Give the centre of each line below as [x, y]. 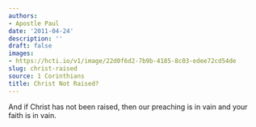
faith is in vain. [32, 115]
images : [21, 53]
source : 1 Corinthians [46, 76]
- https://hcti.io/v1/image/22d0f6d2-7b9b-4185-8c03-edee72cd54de [122, 61]
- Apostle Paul [34, 23]
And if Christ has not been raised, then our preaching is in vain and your [128, 107]
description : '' [36, 38]
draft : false [30, 46]
